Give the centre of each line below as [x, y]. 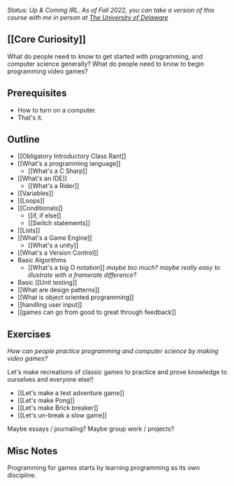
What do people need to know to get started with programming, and [105, 56]
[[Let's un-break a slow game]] [62, 415]
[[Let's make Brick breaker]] [58, 408]
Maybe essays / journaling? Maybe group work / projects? [91, 429]
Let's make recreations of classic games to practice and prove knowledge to [117, 372]
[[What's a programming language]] [69, 164]
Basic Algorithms [42, 260]
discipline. [22, 476]
